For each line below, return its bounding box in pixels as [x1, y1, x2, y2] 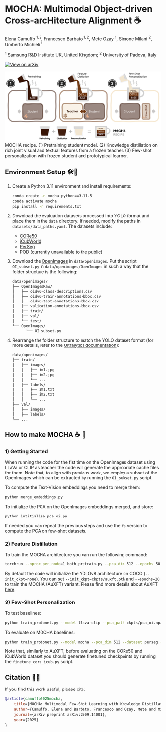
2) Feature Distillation [5, 540, 58, 547]
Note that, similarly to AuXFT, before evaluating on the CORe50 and [5, 648, 143, 654]
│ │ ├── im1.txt [12, 387, 55, 392]
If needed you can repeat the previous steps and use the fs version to [5, 523, 148, 529]
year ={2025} [14, 717, 39, 722]
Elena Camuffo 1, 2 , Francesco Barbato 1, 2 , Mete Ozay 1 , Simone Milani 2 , [5, 35, 152, 42]
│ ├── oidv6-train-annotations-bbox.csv [12, 294, 101, 299]
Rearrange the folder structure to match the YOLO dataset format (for [12, 337, 154, 343]
